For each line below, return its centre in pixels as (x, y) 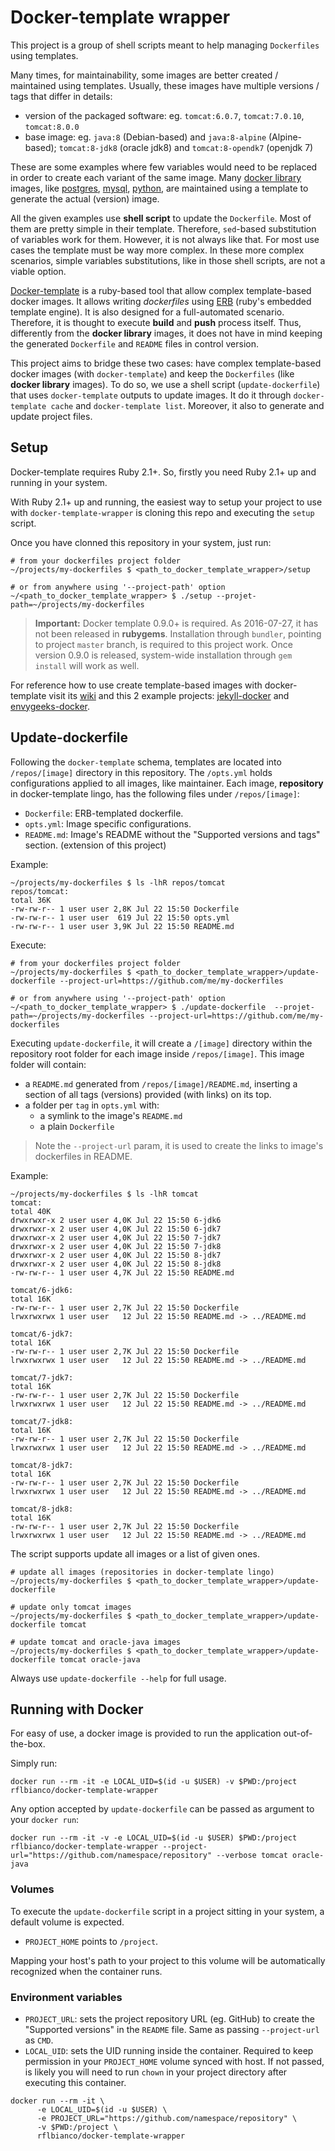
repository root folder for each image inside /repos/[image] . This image (157, 1053)
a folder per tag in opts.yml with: (92, 1105)
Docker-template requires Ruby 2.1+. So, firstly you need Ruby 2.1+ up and (163, 472)
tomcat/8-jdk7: (42, 1465)
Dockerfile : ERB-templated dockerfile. (104, 813)
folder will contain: (48, 1064)
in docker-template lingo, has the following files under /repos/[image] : (155, 793)
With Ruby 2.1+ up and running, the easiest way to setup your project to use (166, 502)
